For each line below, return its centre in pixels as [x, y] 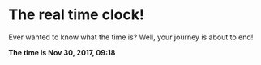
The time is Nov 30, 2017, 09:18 [62, 52]
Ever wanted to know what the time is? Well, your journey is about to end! [131, 37]
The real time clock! [76, 15]
